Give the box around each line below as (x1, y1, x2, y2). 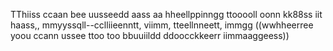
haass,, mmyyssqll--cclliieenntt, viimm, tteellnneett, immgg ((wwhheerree (10, 19, 314, 31)
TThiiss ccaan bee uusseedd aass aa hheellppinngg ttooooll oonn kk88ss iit (10, 9, 323, 20)
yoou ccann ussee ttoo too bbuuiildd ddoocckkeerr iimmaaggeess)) (10, 30, 290, 41)
